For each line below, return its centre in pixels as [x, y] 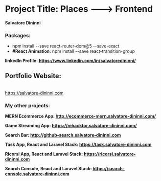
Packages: [18, 35]
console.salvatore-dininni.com [37, 174]
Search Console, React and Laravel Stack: [48, 169]
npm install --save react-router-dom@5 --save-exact [66, 46]
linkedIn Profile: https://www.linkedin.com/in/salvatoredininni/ [70, 61]
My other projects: [28, 105]
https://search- [109, 169]
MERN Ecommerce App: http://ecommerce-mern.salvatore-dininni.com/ [80, 116]
